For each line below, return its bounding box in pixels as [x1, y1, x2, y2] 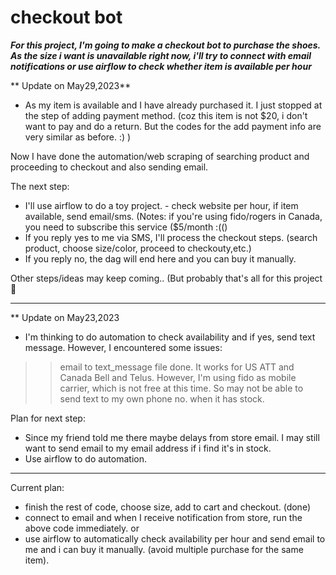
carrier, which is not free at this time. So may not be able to [59, 382, 304, 394]
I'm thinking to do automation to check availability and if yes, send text [24, 331, 316, 343]
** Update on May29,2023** [10, 79, 132, 91]
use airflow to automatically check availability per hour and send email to [24, 532, 326, 545]
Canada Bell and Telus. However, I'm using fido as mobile [59, 371, 297, 383]
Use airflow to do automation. [24, 452, 148, 465]
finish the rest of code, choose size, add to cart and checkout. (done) [24, 501, 311, 513]
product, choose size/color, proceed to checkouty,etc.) [24, 242, 252, 254]
